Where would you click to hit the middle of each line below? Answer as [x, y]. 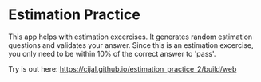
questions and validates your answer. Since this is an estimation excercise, [131, 45]
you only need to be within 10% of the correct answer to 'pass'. [112, 53]
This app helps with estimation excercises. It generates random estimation [130, 37]
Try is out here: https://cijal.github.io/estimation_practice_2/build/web [123, 68]
